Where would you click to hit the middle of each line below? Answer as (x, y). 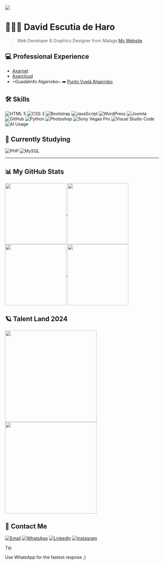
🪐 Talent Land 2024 (36, 319)
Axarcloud (22, 76)
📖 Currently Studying (38, 139)
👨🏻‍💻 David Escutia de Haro (60, 27)
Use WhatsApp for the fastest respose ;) (46, 557)
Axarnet (20, 71)
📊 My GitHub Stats (35, 171)
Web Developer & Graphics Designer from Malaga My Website (80, 41)
